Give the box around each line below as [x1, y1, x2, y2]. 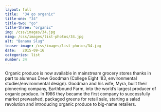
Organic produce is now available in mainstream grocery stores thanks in [5, 70, 151, 76]
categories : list [5, 52, 40, 57]
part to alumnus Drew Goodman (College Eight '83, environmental [5, 75, 137, 81]
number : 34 [5, 57, 27, 62]
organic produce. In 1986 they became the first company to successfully [5, 91, 151, 97]
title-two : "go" [5, 20, 38, 26]
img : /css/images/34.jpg [5, 30, 55, 35]
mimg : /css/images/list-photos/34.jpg [5, 35, 84, 39]
